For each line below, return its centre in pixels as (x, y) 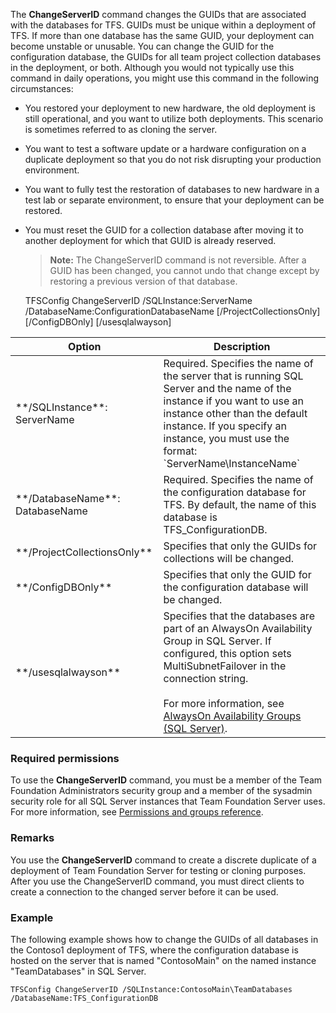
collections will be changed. (229, 558)
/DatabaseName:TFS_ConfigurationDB (84, 998)
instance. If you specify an (225, 426)
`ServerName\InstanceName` (232, 463)
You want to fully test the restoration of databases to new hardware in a (172, 189)
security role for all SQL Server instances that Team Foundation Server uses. (168, 801)
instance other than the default (235, 413)
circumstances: (42, 88)
